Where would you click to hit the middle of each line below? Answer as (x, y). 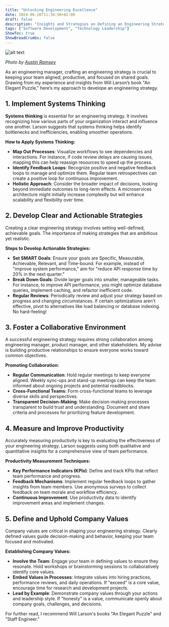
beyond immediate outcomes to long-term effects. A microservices (82, 189)
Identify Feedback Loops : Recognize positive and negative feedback (84, 167)
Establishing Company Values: (38, 551)
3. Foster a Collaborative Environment (66, 327)
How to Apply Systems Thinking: (40, 142)
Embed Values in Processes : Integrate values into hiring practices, (82, 577)
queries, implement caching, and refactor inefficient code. (73, 290)
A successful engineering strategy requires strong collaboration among (79, 339)
